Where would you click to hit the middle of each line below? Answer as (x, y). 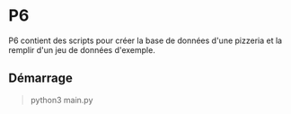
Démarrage (40, 79)
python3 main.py (62, 100)
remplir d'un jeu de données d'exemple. (82, 49)
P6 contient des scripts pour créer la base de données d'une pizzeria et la (145, 40)
